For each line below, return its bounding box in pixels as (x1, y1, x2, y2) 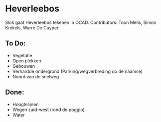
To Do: (5, 39, 26, 48)
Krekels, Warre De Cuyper (5, 24, 59, 30)
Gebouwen (12, 63, 35, 69)
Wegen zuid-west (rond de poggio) (12, 107, 85, 113)
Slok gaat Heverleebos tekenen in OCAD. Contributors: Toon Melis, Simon (5, 19, 157, 25)
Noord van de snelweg (12, 73, 59, 80)
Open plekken (12, 58, 41, 64)
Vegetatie (12, 52, 32, 58)
